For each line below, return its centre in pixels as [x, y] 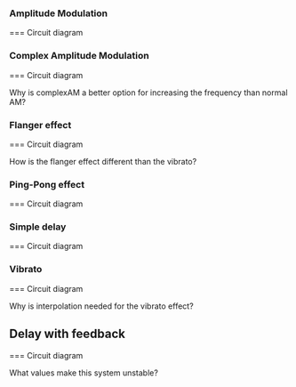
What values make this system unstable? [84, 373]
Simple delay [38, 227]
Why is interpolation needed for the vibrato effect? [101, 306]
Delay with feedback [68, 334]
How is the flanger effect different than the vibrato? [103, 161]
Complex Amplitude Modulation [79, 56]
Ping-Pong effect [47, 184]
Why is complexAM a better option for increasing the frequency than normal [148, 93]
